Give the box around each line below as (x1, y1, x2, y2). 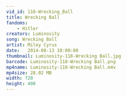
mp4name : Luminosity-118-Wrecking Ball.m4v (6, 64, 116, 70)
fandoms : (6, 20, 28, 26)
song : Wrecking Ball (6, 36, 58, 42)
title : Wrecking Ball (6, 14, 60, 20)
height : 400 (6, 81, 36, 87)
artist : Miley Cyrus (6, 42, 58, 48)
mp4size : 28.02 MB (6, 70, 52, 76)
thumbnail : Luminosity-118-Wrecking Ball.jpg (6, 53, 121, 59)
